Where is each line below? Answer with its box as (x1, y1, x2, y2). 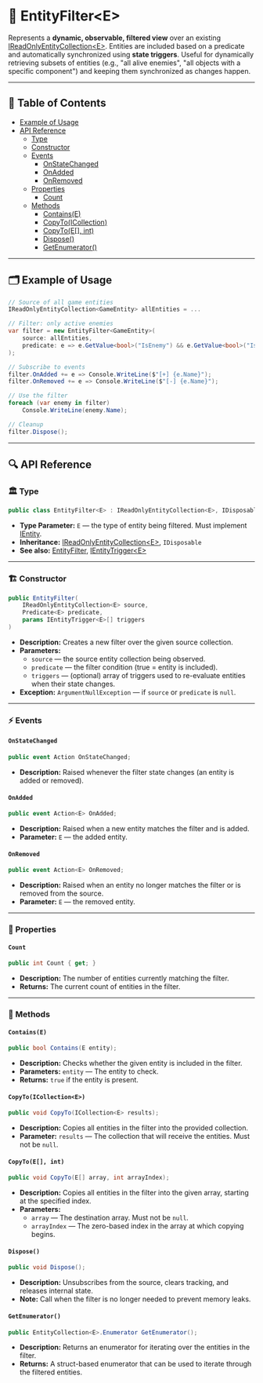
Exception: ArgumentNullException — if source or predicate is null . (19, 687, 236, 697)
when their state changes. (31, 679, 116, 688)
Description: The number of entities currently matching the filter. (19, 973, 229, 983)
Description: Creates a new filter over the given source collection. (19, 637, 233, 647)
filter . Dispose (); (8, 428, 68, 436)
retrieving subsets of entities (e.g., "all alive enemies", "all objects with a (8, 58, 241, 68)
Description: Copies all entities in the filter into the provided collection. (19, 1123, 249, 1133)
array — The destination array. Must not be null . (31, 1213, 189, 1223)
